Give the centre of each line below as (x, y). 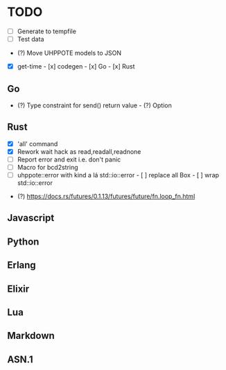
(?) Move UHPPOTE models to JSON (69, 53)
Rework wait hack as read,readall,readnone (79, 151)
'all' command (37, 143)
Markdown (31, 336)
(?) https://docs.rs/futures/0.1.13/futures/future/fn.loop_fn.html (106, 196)
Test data (31, 39)
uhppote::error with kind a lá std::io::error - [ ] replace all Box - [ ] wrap (118, 175)
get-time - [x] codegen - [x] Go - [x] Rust (76, 67)
